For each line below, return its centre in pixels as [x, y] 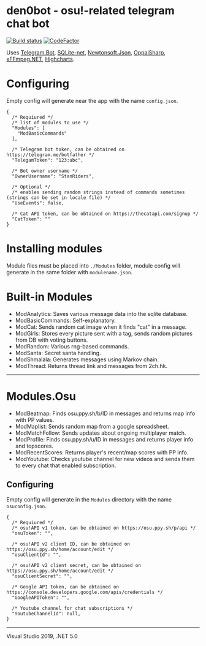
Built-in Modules [50, 297]
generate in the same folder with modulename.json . [70, 272]
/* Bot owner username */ [45, 171]
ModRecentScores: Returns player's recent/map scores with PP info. [102, 452]
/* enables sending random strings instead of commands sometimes [98, 192]
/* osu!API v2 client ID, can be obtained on [71, 544]
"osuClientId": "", [37, 555]
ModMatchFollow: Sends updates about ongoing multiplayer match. [101, 433]
